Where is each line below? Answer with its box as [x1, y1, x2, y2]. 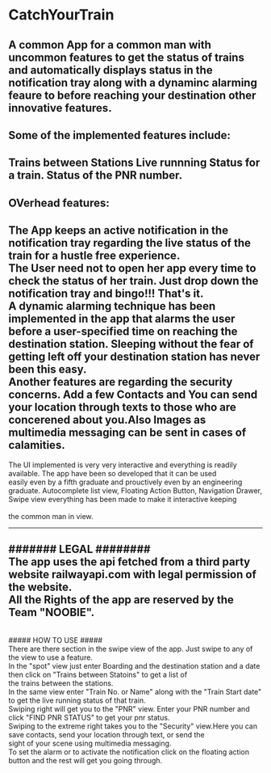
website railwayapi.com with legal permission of [8, 568, 256, 581]
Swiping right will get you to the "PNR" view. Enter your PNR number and [8, 704, 250, 714]
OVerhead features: [8, 196, 110, 209]
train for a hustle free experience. [8, 249, 181, 263]
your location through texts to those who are [8, 400, 236, 414]
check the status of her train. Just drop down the [8, 274, 259, 288]
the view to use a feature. [8, 653, 93, 662]
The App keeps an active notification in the [8, 224, 228, 238]
